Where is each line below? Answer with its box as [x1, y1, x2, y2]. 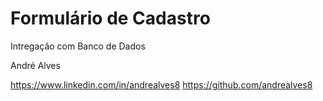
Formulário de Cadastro [10, 7, 211, 30]
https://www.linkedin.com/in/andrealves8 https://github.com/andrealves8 [10, 78, 313, 91]
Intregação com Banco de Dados [10, 40, 146, 52]
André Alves [10, 59, 61, 71]
